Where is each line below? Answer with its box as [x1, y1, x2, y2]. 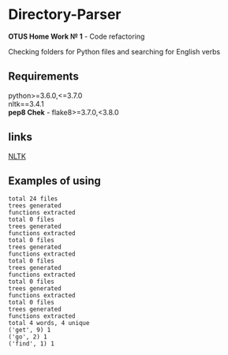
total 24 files [8, 195, 58, 203]
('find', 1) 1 [8, 340, 55, 348]
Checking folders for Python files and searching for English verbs [8, 47, 221, 56]
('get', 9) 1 [8, 326, 51, 334]
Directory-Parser [8, 6, 121, 24]
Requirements [8, 69, 79, 84]
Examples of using [8, 174, 101, 187]
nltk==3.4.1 [8, 99, 45, 108]
